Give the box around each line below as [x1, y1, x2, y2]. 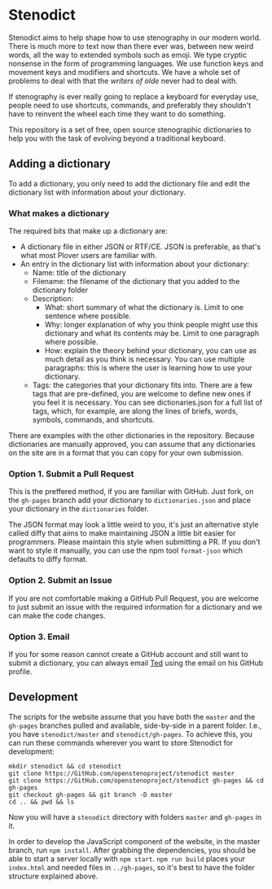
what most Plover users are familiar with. [20, 251, 157, 261]
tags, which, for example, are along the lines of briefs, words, [32, 406, 239, 416]
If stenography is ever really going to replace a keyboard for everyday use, [8, 91, 259, 101]
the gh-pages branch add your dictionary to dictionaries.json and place [8, 495, 251, 506]
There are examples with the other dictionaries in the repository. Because [8, 431, 255, 440]
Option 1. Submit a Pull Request [8, 468, 134, 480]
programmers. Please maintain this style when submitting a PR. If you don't [8, 537, 261, 547]
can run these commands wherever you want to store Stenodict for [8, 738, 234, 747]
